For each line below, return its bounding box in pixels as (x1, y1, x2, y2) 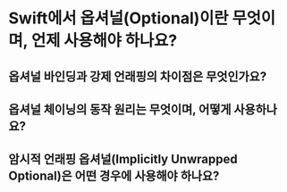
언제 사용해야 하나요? (30, 30, 178, 51)
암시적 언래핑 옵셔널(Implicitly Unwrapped (8, 152, 238, 167)
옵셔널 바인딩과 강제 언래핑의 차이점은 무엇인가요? (8, 69, 267, 84)
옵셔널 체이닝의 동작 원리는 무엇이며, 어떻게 (8, 102, 232, 117)
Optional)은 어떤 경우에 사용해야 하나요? (8, 169, 220, 184)
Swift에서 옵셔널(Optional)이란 (8, 8, 229, 29)
